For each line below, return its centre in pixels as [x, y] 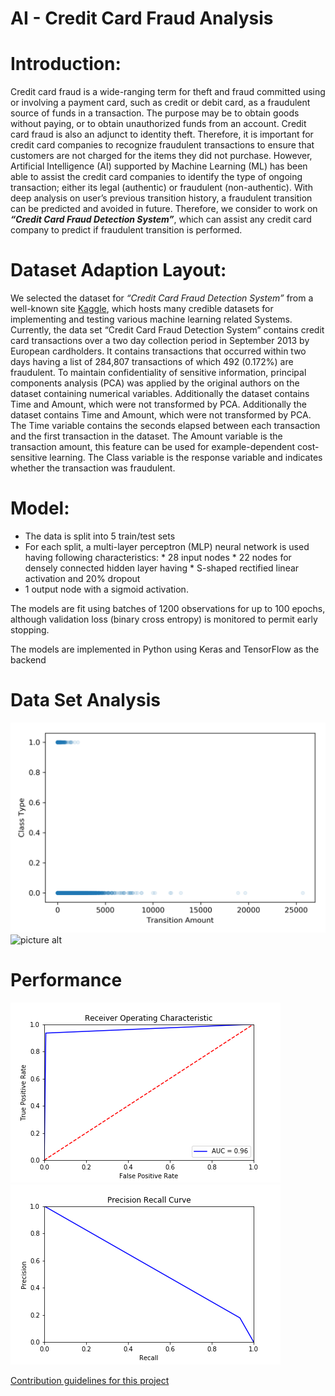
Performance [66, 979]
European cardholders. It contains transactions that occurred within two [158, 351]
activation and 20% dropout [82, 578]
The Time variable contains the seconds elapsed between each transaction [165, 426]
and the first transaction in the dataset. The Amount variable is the [146, 436]
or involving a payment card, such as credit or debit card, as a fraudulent [160, 103]
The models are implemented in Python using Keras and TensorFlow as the [165, 649]
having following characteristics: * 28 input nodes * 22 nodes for [158, 557]
